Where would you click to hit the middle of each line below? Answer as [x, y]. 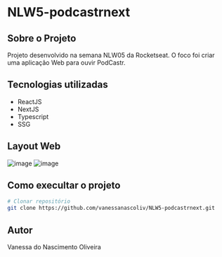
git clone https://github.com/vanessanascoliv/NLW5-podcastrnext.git [111, 208]
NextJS [28, 109]
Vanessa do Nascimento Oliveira [54, 247]
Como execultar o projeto [64, 186]
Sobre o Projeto [42, 38]
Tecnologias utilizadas [58, 85]
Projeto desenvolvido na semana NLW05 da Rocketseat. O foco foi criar [111, 55]
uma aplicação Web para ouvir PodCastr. [66, 63]
